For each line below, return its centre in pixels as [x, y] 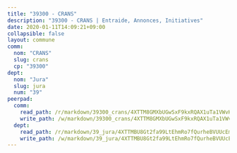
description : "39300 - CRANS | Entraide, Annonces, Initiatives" [105, 20]
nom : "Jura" [31, 79]
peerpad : [20, 99]
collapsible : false [36, 33]
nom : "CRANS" [33, 54]
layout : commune [31, 40]
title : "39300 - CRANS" [42, 14]
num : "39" [28, 92]
